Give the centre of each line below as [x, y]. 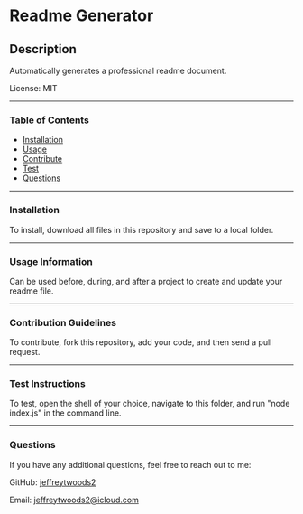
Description [43, 49]
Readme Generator [82, 16]
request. [25, 352]
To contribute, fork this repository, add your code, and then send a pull [141, 342]
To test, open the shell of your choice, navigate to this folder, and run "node [150, 404]
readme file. [32, 291]
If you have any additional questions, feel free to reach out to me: [130, 464]
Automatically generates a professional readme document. [118, 70]
